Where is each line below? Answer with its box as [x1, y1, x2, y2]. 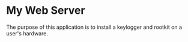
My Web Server [6, 4, 85, 17]
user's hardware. [6, 29, 48, 37]
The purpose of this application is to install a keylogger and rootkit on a [6, 23, 182, 31]
